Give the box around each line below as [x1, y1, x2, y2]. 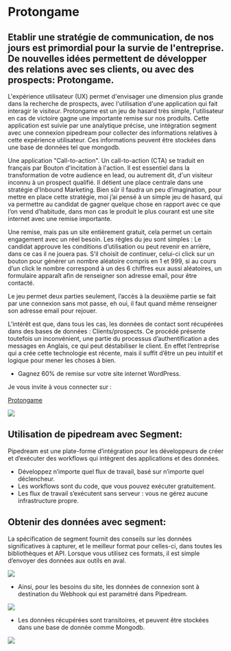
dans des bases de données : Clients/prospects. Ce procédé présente [8, 327, 206, 335]
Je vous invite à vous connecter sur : [8, 383, 112, 391]
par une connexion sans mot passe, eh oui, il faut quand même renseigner [8, 299, 218, 307]
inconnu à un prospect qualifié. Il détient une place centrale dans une [8, 179, 204, 186]
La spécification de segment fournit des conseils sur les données [8, 535, 192, 543]
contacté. [8, 279, 35, 287]
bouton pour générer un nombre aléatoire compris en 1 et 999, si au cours [8, 257, 217, 265]
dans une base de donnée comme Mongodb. [17, 623, 145, 631]
